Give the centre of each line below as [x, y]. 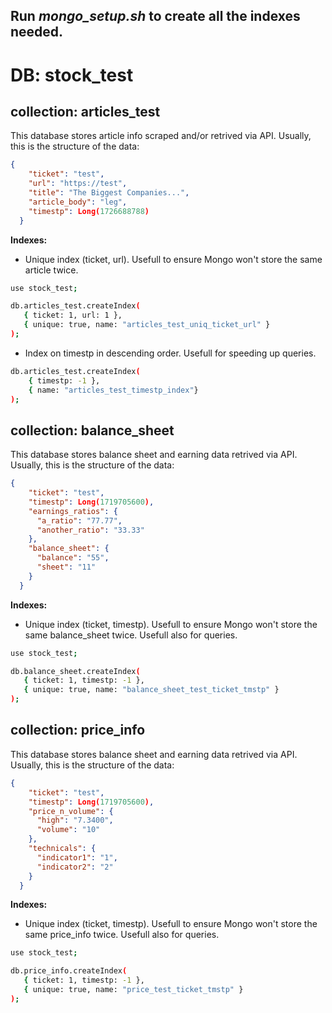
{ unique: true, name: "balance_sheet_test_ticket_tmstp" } [151, 690]
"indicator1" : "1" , [77, 857]
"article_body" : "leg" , [78, 202]
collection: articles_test [85, 111]
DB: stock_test [72, 75]
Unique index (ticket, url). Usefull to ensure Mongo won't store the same [173, 259]
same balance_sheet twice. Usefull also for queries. [131, 635]
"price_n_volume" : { [71, 811]
